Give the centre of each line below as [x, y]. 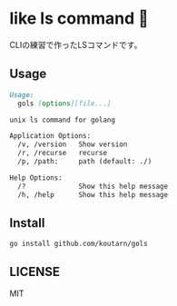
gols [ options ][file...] [64, 104]
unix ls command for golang [63, 120]
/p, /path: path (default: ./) [85, 162]
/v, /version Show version [73, 144]
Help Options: [36, 178]
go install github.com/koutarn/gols [79, 244]
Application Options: [50, 136]
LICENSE [35, 271]
